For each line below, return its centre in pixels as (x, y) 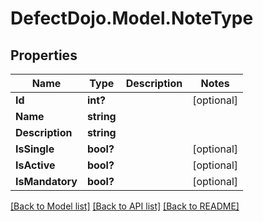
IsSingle (35, 149)
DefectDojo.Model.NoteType (132, 18)
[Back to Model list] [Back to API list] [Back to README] (125, 206)
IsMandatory (46, 181)
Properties (44, 55)
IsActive (35, 165)
